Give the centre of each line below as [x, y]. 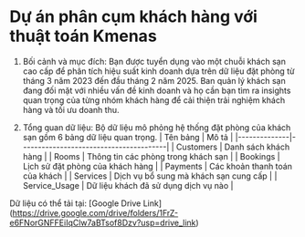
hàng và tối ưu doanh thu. [71, 109]
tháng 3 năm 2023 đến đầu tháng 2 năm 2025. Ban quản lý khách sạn [154, 80]
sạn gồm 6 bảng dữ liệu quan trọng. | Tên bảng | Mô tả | [128, 137]
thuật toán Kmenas [83, 36]
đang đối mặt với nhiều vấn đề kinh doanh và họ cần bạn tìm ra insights [157, 90]
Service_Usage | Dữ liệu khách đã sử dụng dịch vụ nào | [128, 185]
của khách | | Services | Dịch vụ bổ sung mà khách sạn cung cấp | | [150, 176]
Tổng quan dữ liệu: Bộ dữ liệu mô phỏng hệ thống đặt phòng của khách [157, 127]
